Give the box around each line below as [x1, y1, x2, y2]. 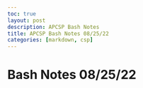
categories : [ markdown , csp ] [7, 37, 93, 44]
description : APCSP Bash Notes [7, 23, 100, 30]
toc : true [7, 10, 37, 18]
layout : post [7, 17, 46, 24]
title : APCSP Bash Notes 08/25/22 [7, 30, 110, 37]
